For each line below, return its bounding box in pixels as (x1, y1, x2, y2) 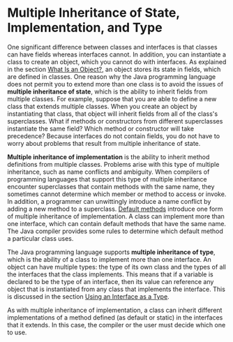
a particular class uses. (7, 234, 74, 242)
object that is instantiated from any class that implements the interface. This (7, 285, 225, 293)
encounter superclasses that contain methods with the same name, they (7, 182, 215, 191)
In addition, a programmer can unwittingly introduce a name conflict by (7, 197, 211, 205)
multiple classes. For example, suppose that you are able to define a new (7, 94, 217, 103)
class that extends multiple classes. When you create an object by (7, 102, 197, 110)
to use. (7, 328, 27, 336)
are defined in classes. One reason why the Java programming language (7, 72, 216, 81)
